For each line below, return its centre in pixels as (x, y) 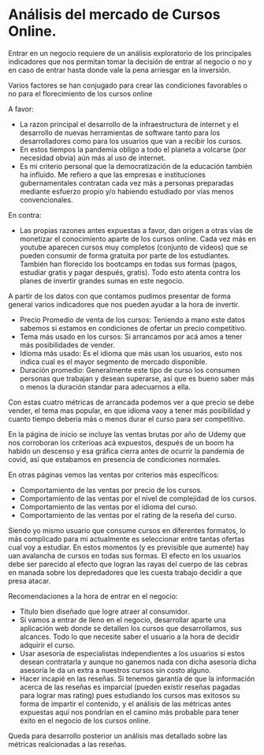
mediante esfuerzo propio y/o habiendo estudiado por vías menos (126, 191)
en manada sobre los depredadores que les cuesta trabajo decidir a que (125, 572)
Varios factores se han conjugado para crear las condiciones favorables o (128, 85)
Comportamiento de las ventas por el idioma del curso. (109, 506)
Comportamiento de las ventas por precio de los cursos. (111, 490)
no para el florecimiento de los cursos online (80, 93)
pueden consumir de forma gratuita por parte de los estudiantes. (125, 255)
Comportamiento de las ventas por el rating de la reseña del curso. (128, 515)
